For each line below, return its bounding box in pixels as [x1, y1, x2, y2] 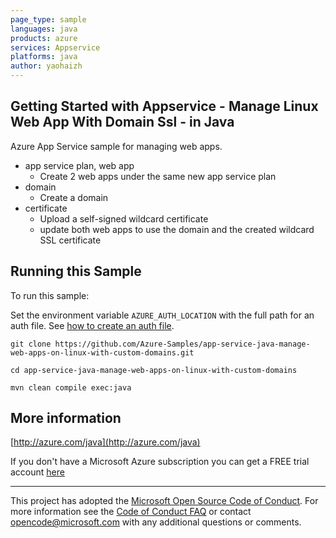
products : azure [10, 33, 78, 43]
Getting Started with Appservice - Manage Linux [10, 98, 319, 115]
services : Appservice [10, 42, 101, 53]
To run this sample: [10, 289, 90, 301]
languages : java [10, 24, 78, 34]
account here [10, 466, 65, 478]
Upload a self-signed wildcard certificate [39, 212, 209, 225]
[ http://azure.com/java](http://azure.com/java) [10, 436, 201, 448]
